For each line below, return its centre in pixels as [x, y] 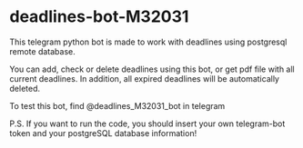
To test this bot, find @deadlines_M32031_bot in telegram [117, 105]
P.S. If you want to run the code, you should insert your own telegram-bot [147, 123]
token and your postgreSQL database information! [103, 133]
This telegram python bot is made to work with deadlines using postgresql [148, 42]
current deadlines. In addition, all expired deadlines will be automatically [145, 78]
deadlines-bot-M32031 [99, 17]
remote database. [42, 51]
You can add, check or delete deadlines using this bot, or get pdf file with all [152, 69]
